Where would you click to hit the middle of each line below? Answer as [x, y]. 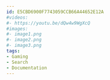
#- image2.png [24, 40]
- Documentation [27, 68]
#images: [17, 29]
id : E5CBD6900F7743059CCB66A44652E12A [55, 12]
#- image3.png [24, 46]
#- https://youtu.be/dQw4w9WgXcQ [48, 23]
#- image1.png [24, 34]
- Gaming [17, 57]
